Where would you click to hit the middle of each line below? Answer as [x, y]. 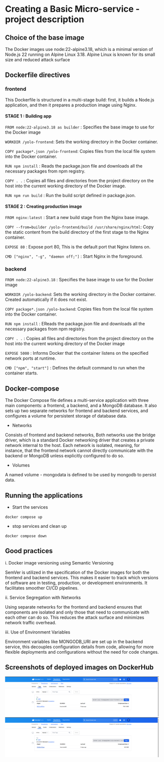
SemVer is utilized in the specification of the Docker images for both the [77, 572]
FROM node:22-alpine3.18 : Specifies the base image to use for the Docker [79, 280]
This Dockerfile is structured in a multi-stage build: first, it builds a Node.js [80, 99]
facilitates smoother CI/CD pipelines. [42, 588]
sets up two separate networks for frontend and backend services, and [77, 411]
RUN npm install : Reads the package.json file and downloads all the [74, 166]
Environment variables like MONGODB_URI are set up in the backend [74, 641]
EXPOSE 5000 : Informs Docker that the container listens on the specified [77, 353]
